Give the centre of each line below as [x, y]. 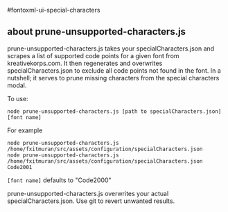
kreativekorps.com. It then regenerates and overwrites [85, 63]
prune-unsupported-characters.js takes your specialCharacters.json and [111, 48]
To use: [18, 98]
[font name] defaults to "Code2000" [60, 180]
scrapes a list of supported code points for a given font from [93, 55]
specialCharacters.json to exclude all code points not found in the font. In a [114, 70]
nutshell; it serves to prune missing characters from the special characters [113, 78]
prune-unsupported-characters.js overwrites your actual [88, 193]
